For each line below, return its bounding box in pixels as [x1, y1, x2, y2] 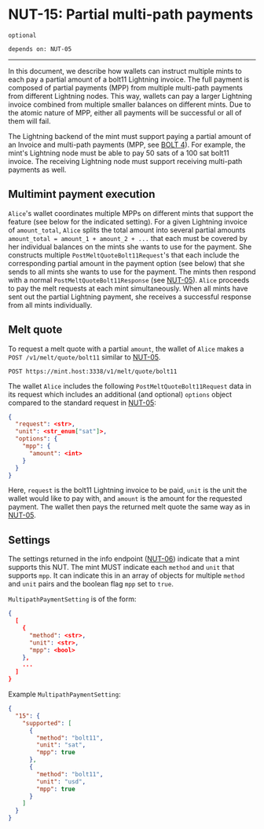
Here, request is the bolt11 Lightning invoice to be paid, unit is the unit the [8, 485, 247, 495]
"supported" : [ [22, 719, 72, 727]
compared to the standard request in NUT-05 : [8, 398, 157, 407]
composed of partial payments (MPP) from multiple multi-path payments [8, 82, 244, 92]
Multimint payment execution [8, 188, 156, 201]
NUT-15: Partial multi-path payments [8, 5, 254, 24]
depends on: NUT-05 [8, 45, 72, 53]
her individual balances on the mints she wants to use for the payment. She [8, 242, 252, 251]
